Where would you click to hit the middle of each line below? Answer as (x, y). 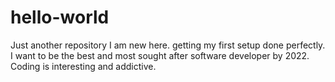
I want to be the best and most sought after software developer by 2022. (160, 55)
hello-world (60, 17)
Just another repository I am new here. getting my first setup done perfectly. (168, 45)
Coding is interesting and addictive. (83, 66)
